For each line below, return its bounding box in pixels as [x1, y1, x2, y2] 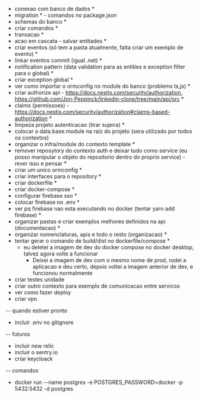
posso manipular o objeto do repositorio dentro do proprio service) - [14, 153, 185, 160]
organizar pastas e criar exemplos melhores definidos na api [14, 218, 166, 225]
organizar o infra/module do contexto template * [14, 141, 136, 147]
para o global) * [14, 70, 54, 76]
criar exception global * [14, 76, 73, 83]
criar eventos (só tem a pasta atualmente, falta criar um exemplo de [14, 44, 184, 51]
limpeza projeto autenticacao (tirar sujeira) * [14, 121, 125, 128]
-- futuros [5, 331, 30, 337]
